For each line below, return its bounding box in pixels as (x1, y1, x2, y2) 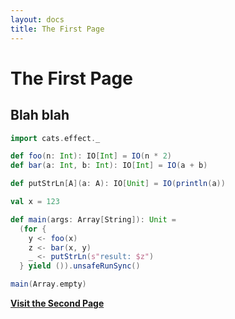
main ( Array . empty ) (10, 279, 87, 290)
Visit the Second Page (10, 297, 105, 309)
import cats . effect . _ (10, 133, 101, 143)
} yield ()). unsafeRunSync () (19, 261, 141, 271)
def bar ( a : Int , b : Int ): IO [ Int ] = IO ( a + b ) (10, 161, 208, 171)
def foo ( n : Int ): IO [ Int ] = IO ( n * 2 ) (10, 151, 172, 161)
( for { (19, 224, 47, 234)
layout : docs (10, 14, 65, 25)
